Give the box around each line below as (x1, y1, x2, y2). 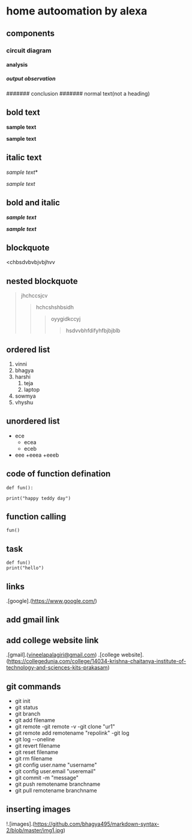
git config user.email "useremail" (14, 768, 96, 775)
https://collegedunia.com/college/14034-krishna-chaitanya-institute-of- (8, 658, 187, 665)
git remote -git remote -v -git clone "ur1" (14, 723, 115, 730)
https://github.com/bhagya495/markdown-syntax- (34, 820, 160, 827)
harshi (14, 373, 31, 380)
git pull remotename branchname (14, 787, 97, 794)
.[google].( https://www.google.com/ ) (6, 598, 97, 604)
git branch (14, 710, 41, 717)
